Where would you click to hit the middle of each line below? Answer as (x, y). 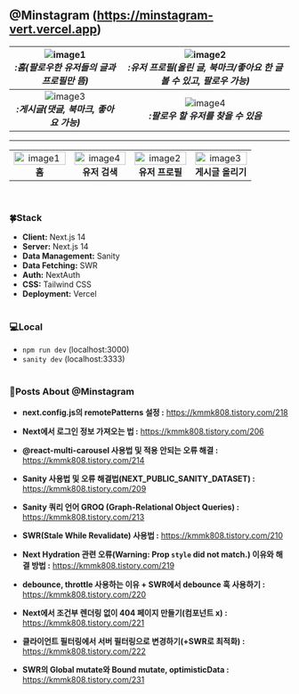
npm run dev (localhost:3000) (76, 350)
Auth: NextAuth (51, 275)
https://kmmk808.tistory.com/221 (83, 623)
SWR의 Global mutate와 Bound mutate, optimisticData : (125, 669)
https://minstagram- (155, 16)
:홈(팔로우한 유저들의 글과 (65, 67)
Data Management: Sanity (71, 256)
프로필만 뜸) (65, 80)
